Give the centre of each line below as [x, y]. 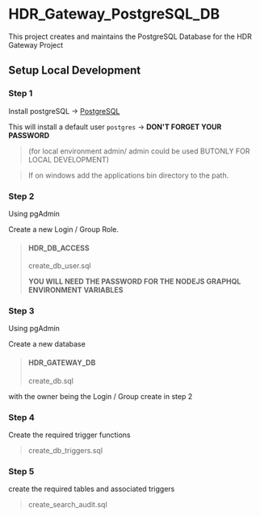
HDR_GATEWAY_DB [62, 363]
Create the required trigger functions [69, 435]
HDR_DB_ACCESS [59, 248]
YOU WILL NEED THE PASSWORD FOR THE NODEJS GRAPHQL [134, 282]
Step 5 [21, 471]
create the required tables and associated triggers [92, 489]
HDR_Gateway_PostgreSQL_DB [114, 14]
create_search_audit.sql [67, 505]
